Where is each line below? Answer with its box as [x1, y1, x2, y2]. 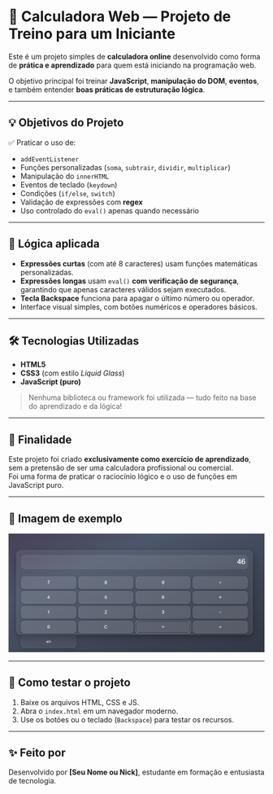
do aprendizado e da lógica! [28, 401, 123, 411]
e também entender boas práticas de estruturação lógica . [8, 85, 206, 94]
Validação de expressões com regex [19, 197, 144, 207]
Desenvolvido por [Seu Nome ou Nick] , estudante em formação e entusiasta [8, 767, 265, 777]
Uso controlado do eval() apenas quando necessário [19, 205, 199, 215]
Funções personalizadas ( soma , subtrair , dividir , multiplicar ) [19, 162, 232, 172]
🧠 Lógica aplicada [8, 237, 100, 251]
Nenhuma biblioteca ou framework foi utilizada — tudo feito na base [28, 393, 257, 402]
